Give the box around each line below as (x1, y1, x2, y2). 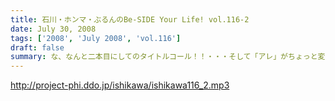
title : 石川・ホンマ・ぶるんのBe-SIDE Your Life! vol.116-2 (10, 14, 250, 25)
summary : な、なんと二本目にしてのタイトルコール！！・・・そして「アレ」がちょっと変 (10, 52, 326, 62)
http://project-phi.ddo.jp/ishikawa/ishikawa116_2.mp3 (10, 79, 230, 91)
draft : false (10, 42, 65, 53)
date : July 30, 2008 (10, 24, 97, 34)
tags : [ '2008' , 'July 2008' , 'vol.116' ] (10, 33, 182, 43)
